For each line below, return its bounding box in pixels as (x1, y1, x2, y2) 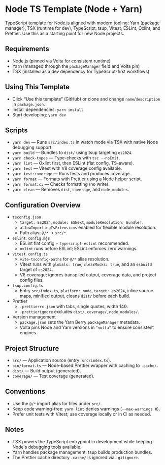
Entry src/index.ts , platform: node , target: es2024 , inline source (19, 288, 154, 294)
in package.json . (12, 101, 45, 107)
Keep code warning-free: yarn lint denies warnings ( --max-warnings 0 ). (12, 406, 160, 412)
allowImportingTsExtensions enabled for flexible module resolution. (19, 224, 157, 231)
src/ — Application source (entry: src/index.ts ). (12, 358, 112, 363)
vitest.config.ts (12, 252, 48, 257)
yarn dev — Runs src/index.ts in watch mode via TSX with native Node (12, 139, 159, 145)
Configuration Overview (5, 201, 81, 209)
